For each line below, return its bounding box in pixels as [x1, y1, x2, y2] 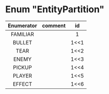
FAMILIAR [11, 31, 34, 38]
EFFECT [12, 80, 32, 87]
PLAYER [12, 72, 32, 79]
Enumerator [8, 22, 37, 29]
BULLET [12, 39, 32, 46]
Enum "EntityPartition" [5, 4, 104, 15]
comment [42, 22, 66, 29]
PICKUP [13, 64, 32, 71]
